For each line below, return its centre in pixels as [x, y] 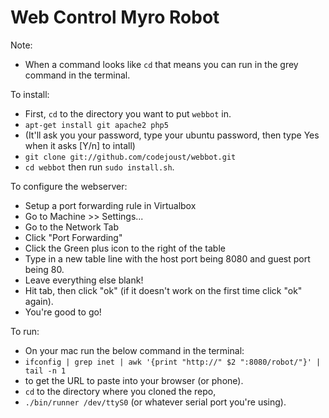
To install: [30, 94]
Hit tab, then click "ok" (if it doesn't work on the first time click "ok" [163, 290]
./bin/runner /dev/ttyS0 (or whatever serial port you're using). [155, 402]
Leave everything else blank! [84, 280]
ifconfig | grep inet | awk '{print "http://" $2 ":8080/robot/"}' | [173, 362]
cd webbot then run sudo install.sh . [99, 167]
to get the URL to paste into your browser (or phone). [134, 380]
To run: [25, 331]
